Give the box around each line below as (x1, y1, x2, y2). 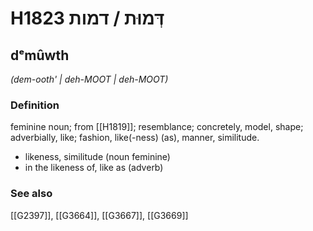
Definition (10, 98, 60, 112)
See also (10, 187, 53, 201)
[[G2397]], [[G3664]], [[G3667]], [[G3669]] (10, 209, 189, 221)
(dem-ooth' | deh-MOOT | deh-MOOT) (10, 73, 169, 85)
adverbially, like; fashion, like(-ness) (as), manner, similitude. (10, 132, 260, 144)
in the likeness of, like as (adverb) (24, 162, 164, 174)
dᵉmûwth (10, 47, 70, 64)
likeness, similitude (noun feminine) (24, 151, 171, 163)
